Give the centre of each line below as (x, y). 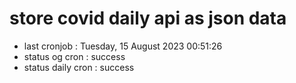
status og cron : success (74, 56)
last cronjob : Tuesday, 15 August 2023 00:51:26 (123, 46)
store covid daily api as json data (148, 18)
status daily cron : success (79, 67)
